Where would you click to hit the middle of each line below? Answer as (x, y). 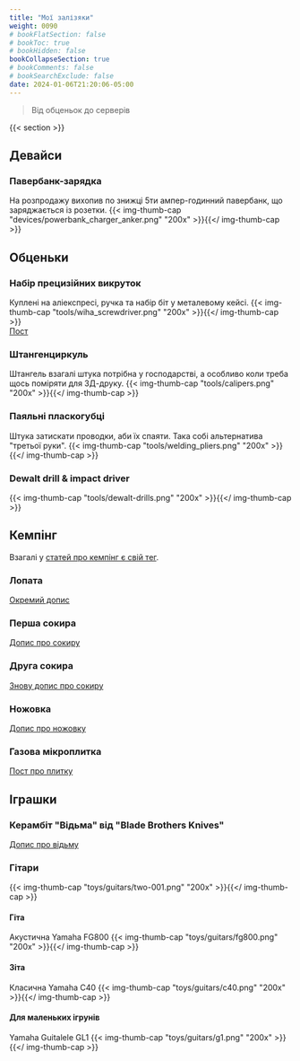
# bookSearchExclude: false (62, 76)
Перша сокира (43, 623)
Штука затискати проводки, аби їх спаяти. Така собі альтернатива (136, 435)
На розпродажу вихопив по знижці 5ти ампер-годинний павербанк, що (146, 201)
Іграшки (33, 799)
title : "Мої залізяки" (51, 18)
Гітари (24, 867)
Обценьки (39, 257)
